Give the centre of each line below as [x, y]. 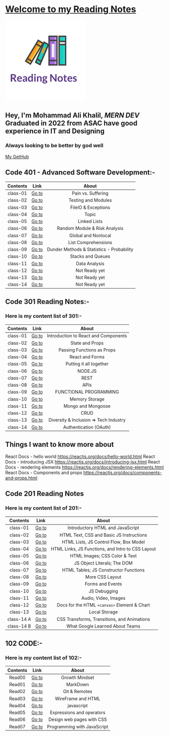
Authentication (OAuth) [87, 427]
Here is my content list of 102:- [44, 658]
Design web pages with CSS [78, 719]
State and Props [87, 343]
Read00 [18, 677]
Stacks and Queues [90, 256]
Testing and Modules [90, 200]
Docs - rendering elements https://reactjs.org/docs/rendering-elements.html [84, 467]
